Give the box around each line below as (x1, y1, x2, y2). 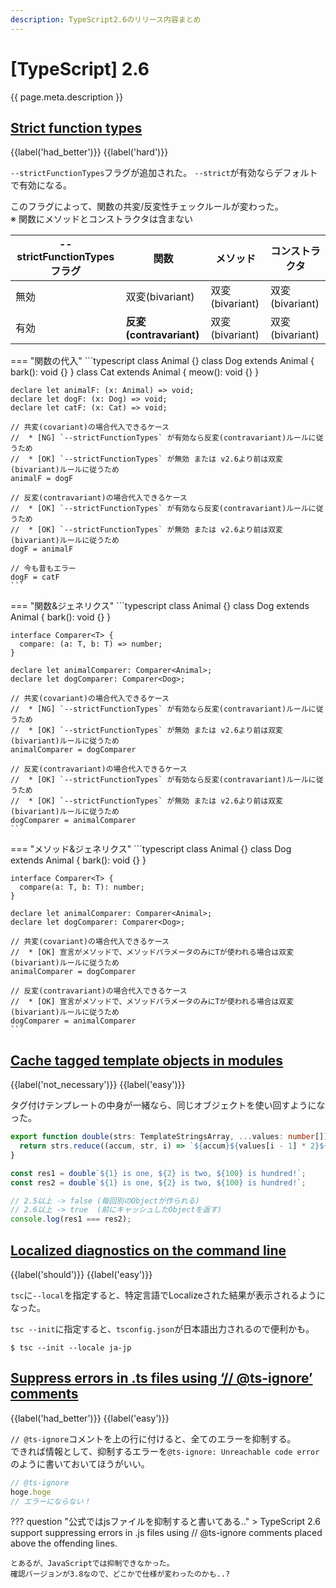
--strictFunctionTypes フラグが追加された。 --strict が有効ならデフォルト (10, 167, 318, 179)
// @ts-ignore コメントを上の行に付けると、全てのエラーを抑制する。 (10, 1432, 297, 1445)
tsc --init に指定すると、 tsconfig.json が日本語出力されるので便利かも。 (10, 1323, 315, 1335)
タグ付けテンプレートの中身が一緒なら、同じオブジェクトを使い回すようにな (10, 1099, 326, 1111)
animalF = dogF (10, 474, 74, 484)
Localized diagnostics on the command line (10, 1242, 287, 1259)
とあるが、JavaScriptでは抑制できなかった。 (10, 1559, 175, 1569)
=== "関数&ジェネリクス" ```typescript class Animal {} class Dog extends (10, 600, 310, 612)
